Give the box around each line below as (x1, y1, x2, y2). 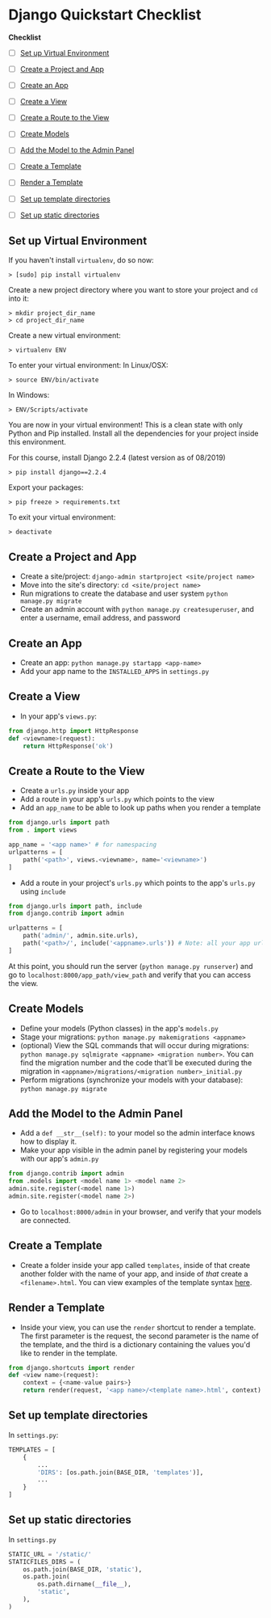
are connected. (19, 1215, 71, 1225)
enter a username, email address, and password (19, 613, 181, 623)
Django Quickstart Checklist (8, 6, 202, 24)
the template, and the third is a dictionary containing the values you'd (19, 1339, 251, 1349)
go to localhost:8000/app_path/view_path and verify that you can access (8, 970, 252, 980)
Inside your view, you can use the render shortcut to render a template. (19, 1322, 256, 1332)
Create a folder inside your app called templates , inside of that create (19, 1260, 251, 1270)
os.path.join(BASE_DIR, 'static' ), (23, 1565, 143, 1574)
